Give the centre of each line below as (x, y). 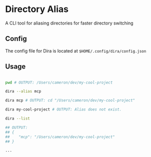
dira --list (17, 118)
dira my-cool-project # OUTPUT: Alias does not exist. (63, 109)
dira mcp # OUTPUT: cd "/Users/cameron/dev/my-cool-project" (70, 100)
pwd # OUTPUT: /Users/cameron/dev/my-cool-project (59, 82)
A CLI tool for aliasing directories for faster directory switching (69, 23)
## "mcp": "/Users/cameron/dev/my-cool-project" (60, 137)
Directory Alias (37, 9)
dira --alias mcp (23, 91)
